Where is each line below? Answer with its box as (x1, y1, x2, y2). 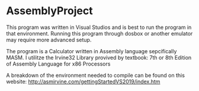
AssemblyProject (6, 4, 93, 18)
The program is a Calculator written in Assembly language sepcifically (6, 47, 177, 54)
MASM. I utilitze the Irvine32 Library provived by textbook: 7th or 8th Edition (6, 54, 192, 61)
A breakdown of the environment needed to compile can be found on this (6, 71, 185, 79)
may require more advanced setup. (6, 36, 92, 43)
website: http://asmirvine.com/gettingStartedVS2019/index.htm (6, 78, 161, 85)
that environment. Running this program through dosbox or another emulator (6, 30, 193, 37)
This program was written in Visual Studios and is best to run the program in (6, 24, 192, 31)
